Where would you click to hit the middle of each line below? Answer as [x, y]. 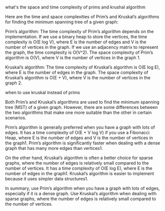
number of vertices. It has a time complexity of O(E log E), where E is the [79, 168]
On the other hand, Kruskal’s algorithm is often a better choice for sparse [79, 158]
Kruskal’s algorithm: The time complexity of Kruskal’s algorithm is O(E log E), [82, 67]
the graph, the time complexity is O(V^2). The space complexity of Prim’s [79, 52]
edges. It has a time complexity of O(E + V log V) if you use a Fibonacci [77, 132]
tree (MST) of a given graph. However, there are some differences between [82, 107]
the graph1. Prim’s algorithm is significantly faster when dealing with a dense [83, 143]
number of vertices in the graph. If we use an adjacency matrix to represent [82, 47]
